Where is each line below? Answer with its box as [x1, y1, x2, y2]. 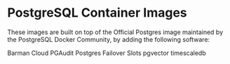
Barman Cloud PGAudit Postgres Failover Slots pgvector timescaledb [7, 49, 206, 57]
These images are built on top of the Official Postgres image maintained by [7, 28, 224, 36]
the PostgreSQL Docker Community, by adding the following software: [7, 35, 210, 43]
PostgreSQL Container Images [7, 5, 187, 21]
